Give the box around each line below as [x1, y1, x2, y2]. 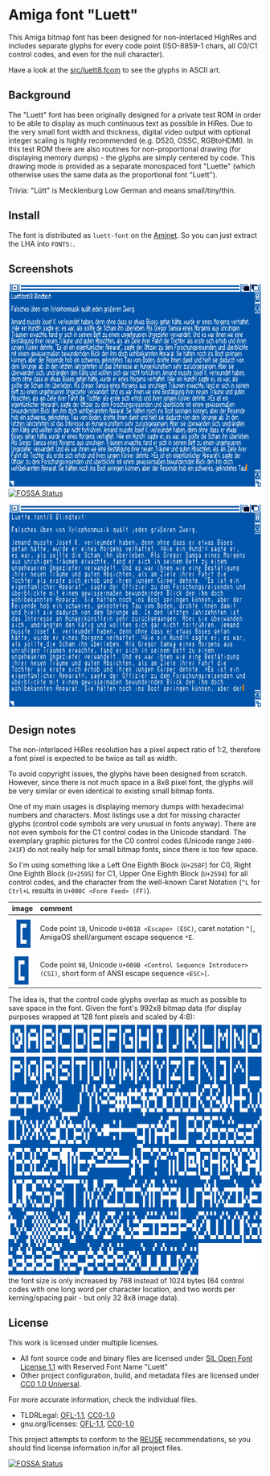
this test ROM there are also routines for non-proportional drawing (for [8, 143, 241, 154]
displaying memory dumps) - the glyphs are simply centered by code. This [8, 152, 256, 162]
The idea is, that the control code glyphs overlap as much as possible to [8, 995, 247, 1004]
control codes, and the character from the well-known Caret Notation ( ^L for [8, 877, 260, 887]
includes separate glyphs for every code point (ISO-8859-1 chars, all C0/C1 [8, 40, 258, 50]
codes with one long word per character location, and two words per [8, 1284, 235, 1295]
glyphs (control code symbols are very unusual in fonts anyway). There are [8, 818, 257, 828]
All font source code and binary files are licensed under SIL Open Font [19, 1353, 253, 1363]
